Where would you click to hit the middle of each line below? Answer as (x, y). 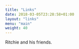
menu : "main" (19, 24)
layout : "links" (22, 19)
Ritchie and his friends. (29, 42)
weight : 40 (16, 28)
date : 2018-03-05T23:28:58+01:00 (40, 14)
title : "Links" (21, 10)
